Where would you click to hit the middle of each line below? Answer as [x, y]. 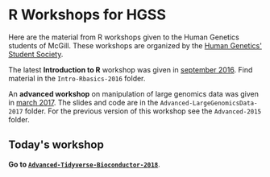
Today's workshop [56, 145]
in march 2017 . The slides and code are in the [83, 102]
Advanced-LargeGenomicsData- [209, 103]
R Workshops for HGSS [87, 15]
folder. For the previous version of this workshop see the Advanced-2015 [143, 111]
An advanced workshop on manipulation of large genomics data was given [134, 93]
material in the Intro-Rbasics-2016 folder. [77, 78]
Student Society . [36, 54]
